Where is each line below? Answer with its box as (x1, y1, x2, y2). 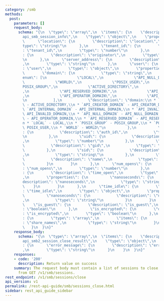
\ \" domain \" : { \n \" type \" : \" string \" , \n (22, 71, 152, 76)
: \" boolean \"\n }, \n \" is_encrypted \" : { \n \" (22, 207, 159, 212)
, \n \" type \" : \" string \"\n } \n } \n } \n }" (22, 247, 145, 253)
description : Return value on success (18, 261, 97, 266)
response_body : (14, 229, 45, 234)
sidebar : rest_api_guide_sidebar (5, 288, 73, 293)
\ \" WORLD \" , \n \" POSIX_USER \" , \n (22, 80, 150, 84)
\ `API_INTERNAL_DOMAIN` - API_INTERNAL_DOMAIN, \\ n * (22, 107, 134, 112)
